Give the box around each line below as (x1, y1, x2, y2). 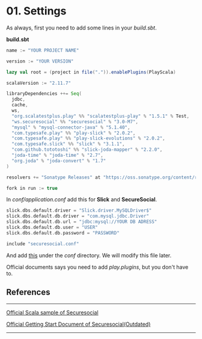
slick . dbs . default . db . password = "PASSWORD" (6, 230, 120, 236)
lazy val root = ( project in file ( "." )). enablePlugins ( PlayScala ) (6, 69, 176, 75)
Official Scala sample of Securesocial (6, 308, 99, 316)
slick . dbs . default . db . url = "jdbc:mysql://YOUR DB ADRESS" (6, 219, 158, 225)
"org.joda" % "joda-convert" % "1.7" (11, 157, 106, 163)
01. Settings (6, 4, 67, 18)
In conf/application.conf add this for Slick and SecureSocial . (6, 196, 158, 203)
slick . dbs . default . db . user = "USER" (6, 224, 98, 231)
